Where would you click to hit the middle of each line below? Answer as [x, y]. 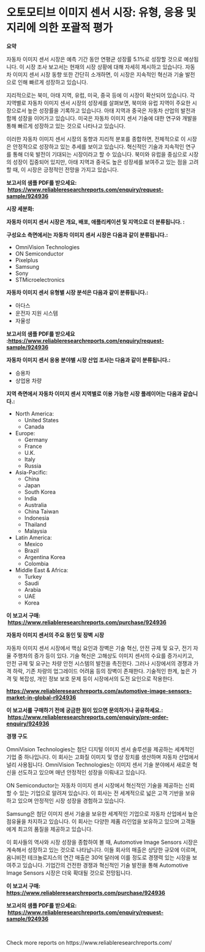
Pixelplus [27, 260]
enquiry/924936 [28, 723]
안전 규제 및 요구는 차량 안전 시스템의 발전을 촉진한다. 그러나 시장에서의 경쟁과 [99, 663]
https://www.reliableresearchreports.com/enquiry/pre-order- [88, 717]
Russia [33, 466]
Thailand [35, 524]
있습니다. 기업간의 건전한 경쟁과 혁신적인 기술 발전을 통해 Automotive [105, 865]
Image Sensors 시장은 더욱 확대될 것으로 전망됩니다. [69, 873]
